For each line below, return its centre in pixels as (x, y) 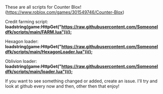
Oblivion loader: (21, 61)
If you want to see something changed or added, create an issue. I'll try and (81, 81)
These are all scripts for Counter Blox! (43, 7)
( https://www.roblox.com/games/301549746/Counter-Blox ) (65, 12)
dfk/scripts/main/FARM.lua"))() (38, 32)
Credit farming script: (27, 22)
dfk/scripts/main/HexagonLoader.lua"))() (48, 52)
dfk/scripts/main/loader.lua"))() (38, 72)
